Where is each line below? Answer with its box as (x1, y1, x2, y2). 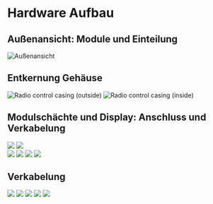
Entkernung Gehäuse (7, 72, 103, 84)
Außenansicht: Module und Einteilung (7, 33, 178, 45)
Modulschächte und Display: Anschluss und (7, 112, 207, 124)
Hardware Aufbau (7, 5, 115, 21)
